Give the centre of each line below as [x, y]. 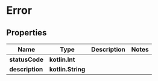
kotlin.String [67, 69]
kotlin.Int [62, 59]
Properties [27, 33]
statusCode [27, 59]
